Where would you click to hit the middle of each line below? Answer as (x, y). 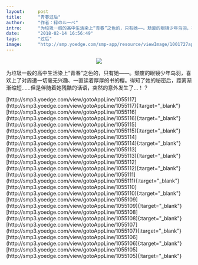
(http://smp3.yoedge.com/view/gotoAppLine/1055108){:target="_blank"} (94, 218)
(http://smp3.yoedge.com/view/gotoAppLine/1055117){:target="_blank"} (93, 105)
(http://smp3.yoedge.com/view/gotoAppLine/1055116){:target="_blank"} (93, 118)
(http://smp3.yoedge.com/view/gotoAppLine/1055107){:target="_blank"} (94, 231)
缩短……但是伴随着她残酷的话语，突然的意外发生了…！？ (80, 87)
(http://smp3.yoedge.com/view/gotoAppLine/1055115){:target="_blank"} (93, 131)
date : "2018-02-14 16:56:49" (50, 34)
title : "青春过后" (33, 17)
